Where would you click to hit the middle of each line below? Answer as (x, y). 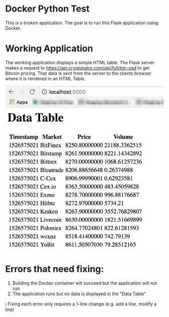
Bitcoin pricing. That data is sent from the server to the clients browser (78, 73)
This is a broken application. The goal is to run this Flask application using (82, 23)
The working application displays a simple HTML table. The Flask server (80, 62)
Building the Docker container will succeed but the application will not (85, 283)
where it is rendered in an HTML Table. (46, 78)
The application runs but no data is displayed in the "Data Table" (79, 294)
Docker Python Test (47, 9)
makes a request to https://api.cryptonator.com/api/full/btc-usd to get (77, 68)
